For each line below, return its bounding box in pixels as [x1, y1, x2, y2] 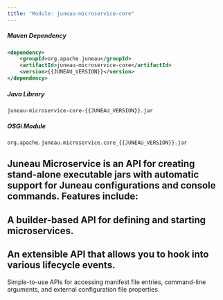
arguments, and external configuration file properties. [7, 285, 160, 293]
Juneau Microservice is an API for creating [7, 158, 195, 170]
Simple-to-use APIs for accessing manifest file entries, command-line [7, 278, 206, 286]
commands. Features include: [7, 191, 139, 202]
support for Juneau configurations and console [7, 179, 216, 191]
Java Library [7, 89, 45, 98]
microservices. [7, 224, 74, 236]
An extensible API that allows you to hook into [7, 249, 209, 261]
